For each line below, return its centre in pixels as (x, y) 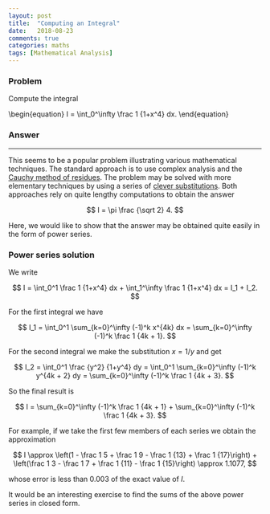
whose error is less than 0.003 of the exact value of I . (97, 479)
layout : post (30, 16)
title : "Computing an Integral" (64, 23)
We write (23, 272)
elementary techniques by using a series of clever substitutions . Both (123, 186)
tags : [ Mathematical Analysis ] (61, 53)
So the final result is (41, 391)
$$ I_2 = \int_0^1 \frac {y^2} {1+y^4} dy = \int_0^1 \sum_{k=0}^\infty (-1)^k (135, 367)
